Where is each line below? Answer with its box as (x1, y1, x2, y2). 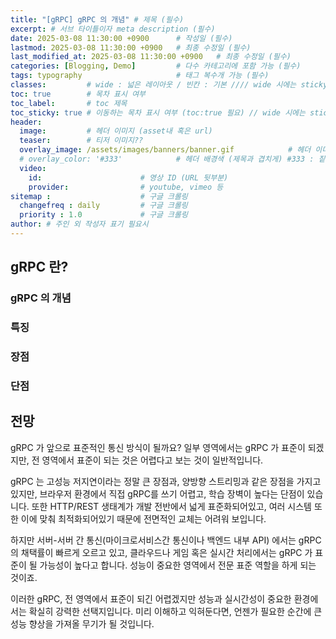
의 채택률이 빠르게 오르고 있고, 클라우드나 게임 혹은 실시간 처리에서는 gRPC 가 (10, 546, 313, 558)
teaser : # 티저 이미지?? (19, 136, 144, 146)
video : (19, 163, 47, 173)
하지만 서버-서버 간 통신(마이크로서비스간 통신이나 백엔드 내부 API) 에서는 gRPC (10, 534, 322, 546)
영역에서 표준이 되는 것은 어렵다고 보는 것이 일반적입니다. (41, 454, 264, 466)
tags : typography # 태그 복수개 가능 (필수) (10, 71, 270, 81)
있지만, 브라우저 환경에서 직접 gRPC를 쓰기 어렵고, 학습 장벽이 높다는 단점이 (10, 487, 305, 500)
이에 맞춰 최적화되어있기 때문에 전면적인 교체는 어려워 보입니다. (20, 512, 267, 525)
